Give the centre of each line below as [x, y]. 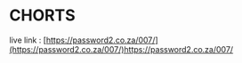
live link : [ [28, 40]
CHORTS [42, 16]
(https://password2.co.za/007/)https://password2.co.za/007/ [121, 49]
